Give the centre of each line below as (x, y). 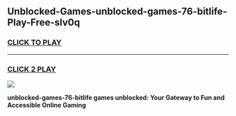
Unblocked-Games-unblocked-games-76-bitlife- (117, 12)
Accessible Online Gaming (47, 105)
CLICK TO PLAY (34, 43)
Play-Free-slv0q (44, 23)
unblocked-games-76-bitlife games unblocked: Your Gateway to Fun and (116, 97)
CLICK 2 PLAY (32, 69)
